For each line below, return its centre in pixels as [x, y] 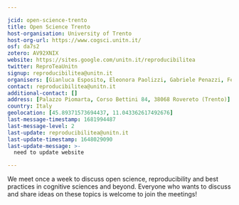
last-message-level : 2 [41, 126]
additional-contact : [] [43, 93]
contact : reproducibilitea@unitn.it [62, 86]
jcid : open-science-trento [47, 20]
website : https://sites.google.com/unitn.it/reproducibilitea [101, 60]
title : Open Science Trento [49, 27]
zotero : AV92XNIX [33, 53]
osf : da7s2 [23, 47]
